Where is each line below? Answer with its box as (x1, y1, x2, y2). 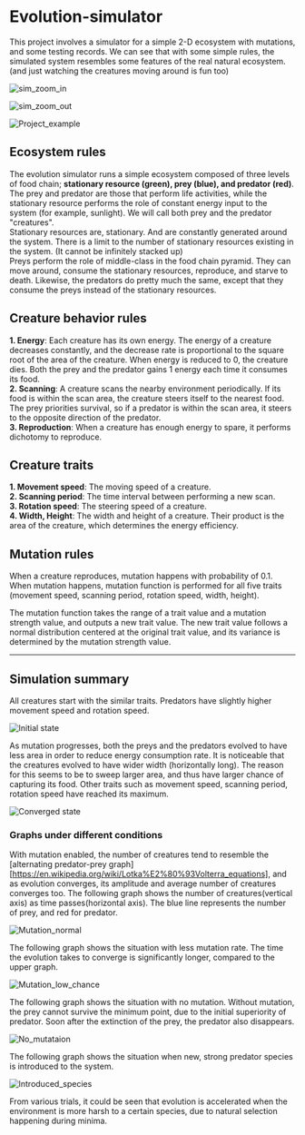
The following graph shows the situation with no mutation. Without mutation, (9, 997, 295, 1008)
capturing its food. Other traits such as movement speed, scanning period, (9, 779, 288, 789)
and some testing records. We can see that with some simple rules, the (9, 45, 275, 56)
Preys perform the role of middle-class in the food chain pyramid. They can (9, 255, 291, 266)
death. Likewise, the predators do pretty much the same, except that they (9, 274, 284, 285)
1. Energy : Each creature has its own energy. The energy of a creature (9, 334, 272, 346)
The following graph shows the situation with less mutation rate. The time (9, 943, 284, 953)
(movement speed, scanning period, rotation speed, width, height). (9, 590, 261, 601)
